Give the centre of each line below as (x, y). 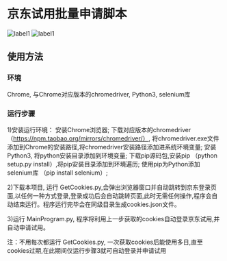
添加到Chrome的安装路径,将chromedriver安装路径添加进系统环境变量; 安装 (112, 147)
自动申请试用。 (28, 227)
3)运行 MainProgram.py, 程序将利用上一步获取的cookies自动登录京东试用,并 (113, 219)
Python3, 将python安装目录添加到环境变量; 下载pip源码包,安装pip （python (112, 156)
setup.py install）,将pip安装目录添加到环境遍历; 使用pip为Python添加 (104, 164)
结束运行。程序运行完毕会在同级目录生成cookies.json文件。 (96, 204)
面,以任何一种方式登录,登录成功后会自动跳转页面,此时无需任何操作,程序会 (109, 195)
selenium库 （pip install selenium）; (57, 173)
